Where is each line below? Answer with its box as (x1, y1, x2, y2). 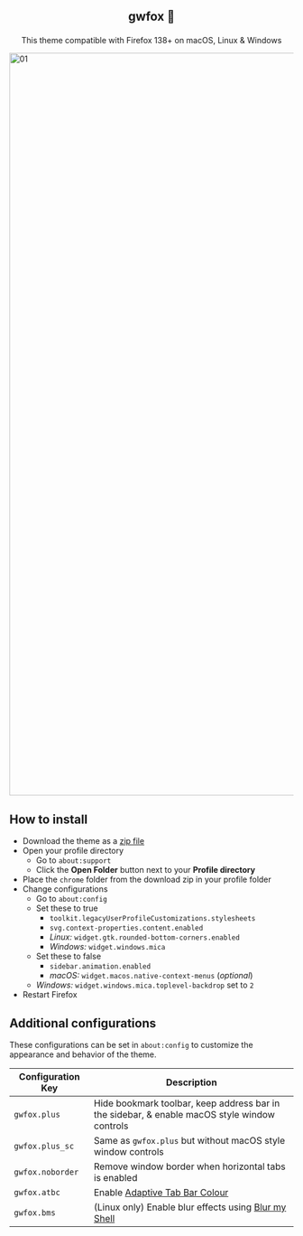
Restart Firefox (22, 989, 78, 1000)
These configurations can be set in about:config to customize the (9, 1040, 254, 1051)
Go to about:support (35, 855, 112, 866)
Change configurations (22, 884, 108, 894)
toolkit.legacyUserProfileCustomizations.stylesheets (49, 914, 256, 923)
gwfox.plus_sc (14, 1141, 75, 1152)
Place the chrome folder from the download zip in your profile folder (22, 874, 272, 885)
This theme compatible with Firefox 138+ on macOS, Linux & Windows (21, 35, 282, 46)
